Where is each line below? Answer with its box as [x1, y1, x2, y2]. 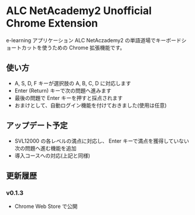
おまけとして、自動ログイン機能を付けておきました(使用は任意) [14, 102, 167, 109]
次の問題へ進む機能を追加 [14, 145, 77, 152]
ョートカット [6, 44, 37, 51]
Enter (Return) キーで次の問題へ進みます [14, 87, 112, 94]
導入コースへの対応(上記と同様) [14, 152, 91, 159]
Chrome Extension [6, 16, 98, 30]
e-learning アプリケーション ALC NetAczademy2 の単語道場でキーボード [6, 36, 182, 43]
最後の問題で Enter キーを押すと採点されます [14, 94, 123, 101]
